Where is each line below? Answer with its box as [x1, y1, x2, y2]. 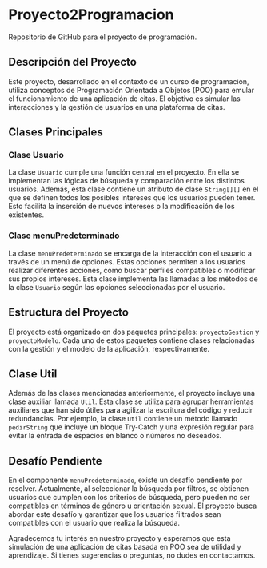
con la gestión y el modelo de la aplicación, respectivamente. [8, 344, 210, 353]
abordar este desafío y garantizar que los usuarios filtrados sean [8, 510, 221, 519]
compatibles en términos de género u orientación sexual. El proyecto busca [8, 501, 257, 510]
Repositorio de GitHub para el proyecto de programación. [8, 32, 197, 42]
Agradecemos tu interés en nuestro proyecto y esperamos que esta [8, 534, 231, 543]
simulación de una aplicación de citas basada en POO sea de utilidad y [8, 542, 241, 552]
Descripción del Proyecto [8, 55, 137, 69]
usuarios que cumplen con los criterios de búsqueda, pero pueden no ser [8, 493, 250, 502]
